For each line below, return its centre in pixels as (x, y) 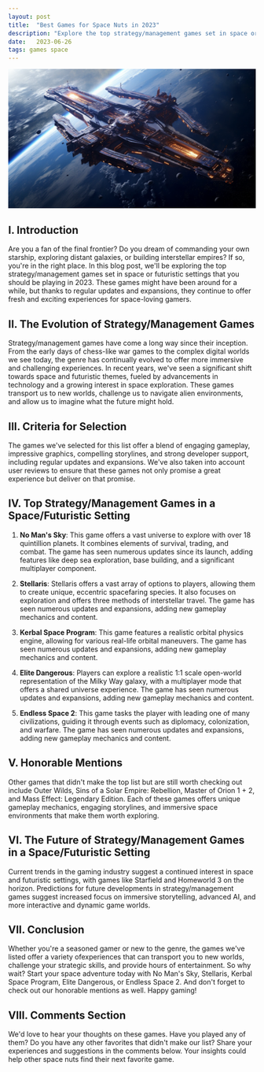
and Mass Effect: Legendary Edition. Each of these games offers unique (125, 799)
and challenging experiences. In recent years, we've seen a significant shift (130, 368)
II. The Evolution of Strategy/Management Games (132, 324)
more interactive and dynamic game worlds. (79, 905)
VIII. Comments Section (67, 1015)
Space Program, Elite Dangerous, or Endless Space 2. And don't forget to (126, 982)
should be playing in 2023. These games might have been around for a (123, 283)
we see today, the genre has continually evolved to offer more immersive (126, 360)
